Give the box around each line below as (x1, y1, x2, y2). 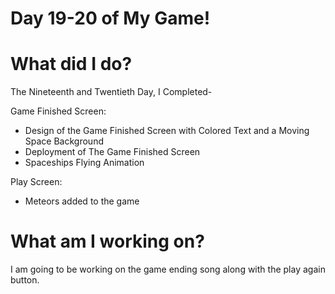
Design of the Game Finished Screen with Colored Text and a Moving (24, 125, 310, 137)
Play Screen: (10, 176, 63, 188)
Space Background (24, 135, 104, 147)
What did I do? (10, 53, 133, 76)
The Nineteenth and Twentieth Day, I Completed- (10, 86, 213, 98)
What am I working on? (10, 230, 205, 253)
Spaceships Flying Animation (24, 157, 145, 169)
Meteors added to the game (24, 195, 140, 207)
